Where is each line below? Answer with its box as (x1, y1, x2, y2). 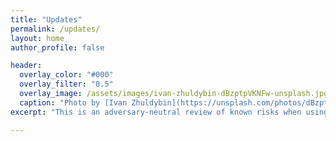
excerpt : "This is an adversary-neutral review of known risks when (10, 107, 302, 117)
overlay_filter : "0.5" (19, 79, 114, 90)
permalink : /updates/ (10, 24, 101, 34)
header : (10, 61, 43, 71)
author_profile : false (10, 42, 105, 53)
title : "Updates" (10, 14, 83, 25)
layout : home (10, 33, 65, 43)
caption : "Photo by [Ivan (19, 97, 128, 108)
